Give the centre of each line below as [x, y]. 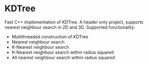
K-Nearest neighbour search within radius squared [62, 52]
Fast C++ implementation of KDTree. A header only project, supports [74, 22]
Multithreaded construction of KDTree [50, 37]
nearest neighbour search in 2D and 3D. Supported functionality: [70, 27]
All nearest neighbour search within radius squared [63, 57]
